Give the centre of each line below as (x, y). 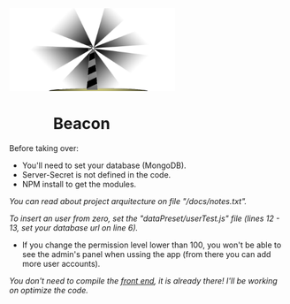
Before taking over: (44, 148)
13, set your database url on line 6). (74, 227)
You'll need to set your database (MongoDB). (104, 165)
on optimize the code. (49, 290)
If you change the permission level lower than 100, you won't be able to (152, 245)
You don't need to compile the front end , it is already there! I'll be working (144, 280)
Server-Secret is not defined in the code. (96, 174)
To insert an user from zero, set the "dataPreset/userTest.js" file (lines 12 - (145, 218)
